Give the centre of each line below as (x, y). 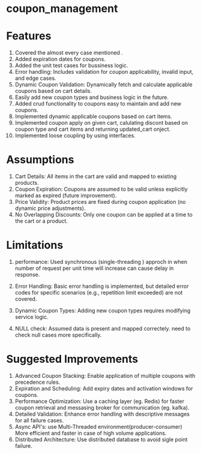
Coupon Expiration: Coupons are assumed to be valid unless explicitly (101, 189)
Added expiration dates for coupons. (60, 59)
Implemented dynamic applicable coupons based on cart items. (93, 116)
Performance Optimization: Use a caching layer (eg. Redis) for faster (100, 401)
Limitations (35, 245)
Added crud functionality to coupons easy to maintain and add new (98, 104)
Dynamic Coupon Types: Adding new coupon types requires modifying (103, 310)
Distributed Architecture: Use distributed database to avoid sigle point (101, 439)
